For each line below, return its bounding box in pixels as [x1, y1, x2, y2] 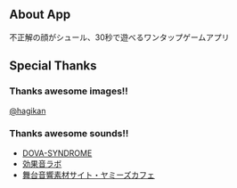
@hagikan [9, 105, 46, 116]
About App [9, 7, 71, 22]
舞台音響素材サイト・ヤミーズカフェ [21, 169, 156, 180]
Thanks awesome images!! [9, 85, 129, 97]
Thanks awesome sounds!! [9, 127, 129, 140]
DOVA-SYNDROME [21, 147, 93, 159]
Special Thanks [9, 58, 97, 74]
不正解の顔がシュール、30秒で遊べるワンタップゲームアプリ [9, 31, 230, 43]
